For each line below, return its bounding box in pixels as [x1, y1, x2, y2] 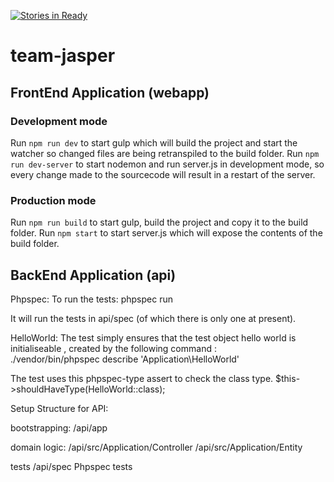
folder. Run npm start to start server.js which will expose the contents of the [10, 227, 323, 239]
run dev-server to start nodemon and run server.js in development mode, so [10, 158, 325, 170]
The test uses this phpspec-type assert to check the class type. [10, 372, 274, 384]
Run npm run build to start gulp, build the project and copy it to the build [10, 216, 309, 229]
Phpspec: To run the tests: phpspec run [10, 293, 173, 305]
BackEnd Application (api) [10, 266, 177, 284]
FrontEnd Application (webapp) [10, 84, 210, 101]
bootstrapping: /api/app [10, 421, 108, 434]
